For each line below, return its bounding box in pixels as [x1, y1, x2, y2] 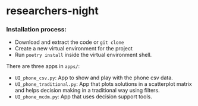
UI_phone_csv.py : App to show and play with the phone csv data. [14, 74, 174, 81]
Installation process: [6, 25, 67, 34]
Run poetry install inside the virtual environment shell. [14, 52, 152, 59]
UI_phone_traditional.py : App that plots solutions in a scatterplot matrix [14, 81, 192, 88]
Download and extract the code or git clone [14, 38, 124, 46]
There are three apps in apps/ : [6, 63, 80, 70]
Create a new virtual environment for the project [14, 45, 133, 52]
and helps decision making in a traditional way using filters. [14, 87, 160, 94]
